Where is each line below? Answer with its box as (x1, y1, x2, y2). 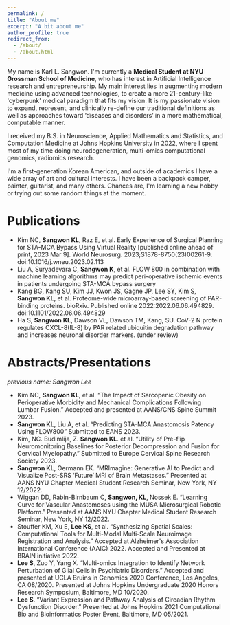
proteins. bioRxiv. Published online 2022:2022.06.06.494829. (40, 301, 214, 309)
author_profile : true (7, 29, 69, 36)
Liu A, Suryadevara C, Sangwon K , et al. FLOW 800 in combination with (16, 265, 220, 273)
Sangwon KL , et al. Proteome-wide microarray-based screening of (16, 294, 207, 303)
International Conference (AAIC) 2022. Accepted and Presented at (16, 544, 206, 552)
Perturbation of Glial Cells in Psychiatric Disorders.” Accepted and (16, 566, 204, 574)
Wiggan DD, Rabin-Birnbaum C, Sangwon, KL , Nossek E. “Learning (16, 493, 208, 501)
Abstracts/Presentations (7, 355, 151, 370)
